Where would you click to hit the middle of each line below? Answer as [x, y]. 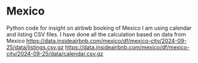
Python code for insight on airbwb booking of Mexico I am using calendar [99, 28]
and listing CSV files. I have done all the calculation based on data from [96, 34]
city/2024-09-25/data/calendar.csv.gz [55, 53]
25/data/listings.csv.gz [35, 47]
